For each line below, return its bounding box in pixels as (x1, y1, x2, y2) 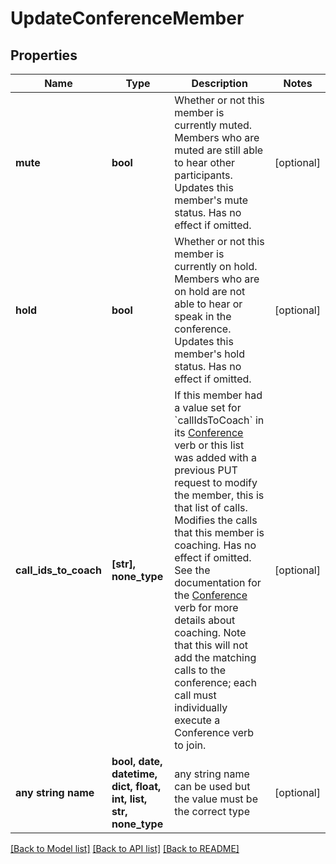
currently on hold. (174, 260, 258, 273)
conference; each (174, 676, 257, 689)
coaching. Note (174, 626, 247, 639)
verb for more (174, 601, 239, 614)
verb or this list (174, 438, 245, 452)
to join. (174, 738, 207, 752)
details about (174, 613, 236, 627)
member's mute (174, 193, 249, 207)
